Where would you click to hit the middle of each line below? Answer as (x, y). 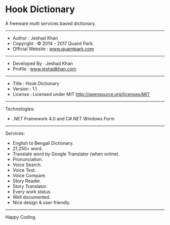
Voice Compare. (29, 175)
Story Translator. (30, 186)
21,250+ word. (28, 148)
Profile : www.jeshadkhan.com (45, 69)
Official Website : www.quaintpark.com (53, 49)
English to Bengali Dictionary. (43, 143)
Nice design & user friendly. (41, 202)
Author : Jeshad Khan (35, 38)
